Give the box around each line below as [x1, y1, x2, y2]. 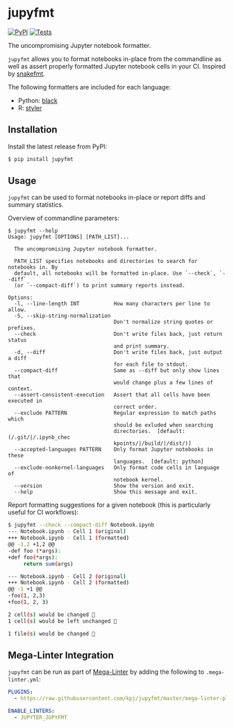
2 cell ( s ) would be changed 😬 [8, 611, 96, 618]
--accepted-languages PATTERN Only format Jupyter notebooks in [14, 446, 214, 453]
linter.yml [8, 677, 40, 684]
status [8, 337, 27, 344]
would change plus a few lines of [113, 380, 214, 387]
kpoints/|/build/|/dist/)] [113, 440, 192, 447]
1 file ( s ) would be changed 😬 [8, 630, 96, 637]
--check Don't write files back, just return [14, 331, 223, 338]
